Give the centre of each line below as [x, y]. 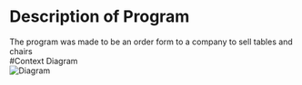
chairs [21, 51]
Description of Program [100, 17]
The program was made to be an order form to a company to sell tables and [151, 42]
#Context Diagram [44, 61]
